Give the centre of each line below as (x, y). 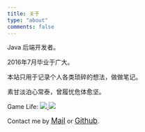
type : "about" (28, 20)
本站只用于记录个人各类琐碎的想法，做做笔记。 (74, 77)
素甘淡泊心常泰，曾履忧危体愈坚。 (56, 92)
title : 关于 (23, 14)
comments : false (31, 27)
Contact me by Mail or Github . (53, 121)
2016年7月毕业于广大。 (40, 62)
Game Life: (23, 107)
